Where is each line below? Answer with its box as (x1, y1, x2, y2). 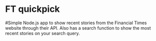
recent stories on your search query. (5, 30, 80, 36)
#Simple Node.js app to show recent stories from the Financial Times (5, 20, 147, 26)
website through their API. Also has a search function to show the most (5, 25, 151, 31)
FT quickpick (5, 3, 60, 15)
